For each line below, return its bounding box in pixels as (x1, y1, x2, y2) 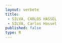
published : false (5, 26, 41, 31)
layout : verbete (5, 7, 39, 12)
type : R (5, 30, 21, 35)
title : (5, 12, 19, 17)
